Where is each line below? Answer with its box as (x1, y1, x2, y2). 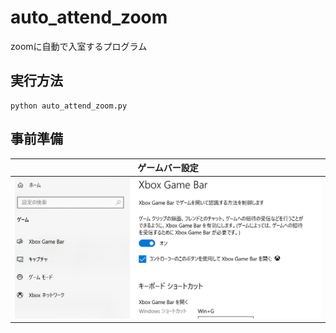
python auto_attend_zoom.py (10, 101, 128, 111)
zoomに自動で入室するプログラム (10, 40, 148, 52)
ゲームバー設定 (137, 162, 199, 174)
